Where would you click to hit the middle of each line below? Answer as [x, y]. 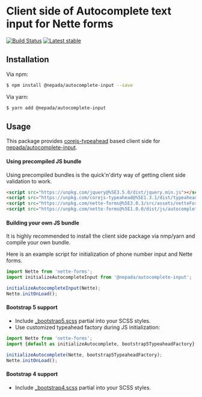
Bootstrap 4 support [32, 374]
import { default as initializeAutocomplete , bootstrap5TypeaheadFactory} [101, 344]
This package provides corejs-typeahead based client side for [83, 141]
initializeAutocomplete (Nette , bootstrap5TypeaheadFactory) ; [84, 355]
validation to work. [29, 181]
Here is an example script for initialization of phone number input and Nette [99, 254]
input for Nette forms [60, 24]
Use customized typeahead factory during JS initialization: [87, 327]
